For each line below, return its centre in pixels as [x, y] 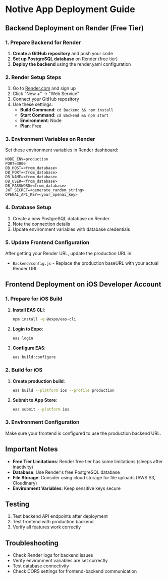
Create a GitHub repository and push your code [63, 53]
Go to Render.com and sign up [44, 88]
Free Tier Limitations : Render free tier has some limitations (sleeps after [88, 461]
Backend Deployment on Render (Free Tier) [74, 28]
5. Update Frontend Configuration [47, 242]
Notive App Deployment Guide [70, 9]
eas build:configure [34, 357]
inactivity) [23, 467]
